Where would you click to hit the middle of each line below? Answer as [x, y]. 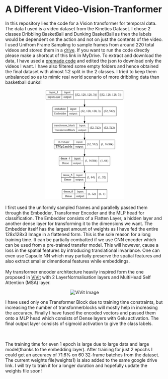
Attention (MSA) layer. [28, 282]
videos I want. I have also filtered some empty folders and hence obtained [82, 66]
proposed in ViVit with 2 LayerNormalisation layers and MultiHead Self [78, 277]
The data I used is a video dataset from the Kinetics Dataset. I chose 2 [78, 28]
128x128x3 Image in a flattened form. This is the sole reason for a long [78, 234]
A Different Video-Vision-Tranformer [84, 9]
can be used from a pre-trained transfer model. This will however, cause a [82, 245]
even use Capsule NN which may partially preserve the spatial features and [83, 255]
